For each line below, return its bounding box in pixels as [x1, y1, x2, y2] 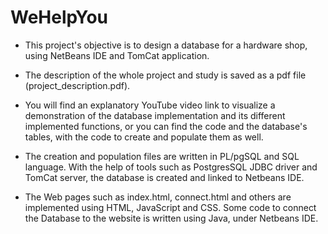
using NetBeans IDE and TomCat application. [24, 49, 210, 61]
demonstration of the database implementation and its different [24, 109, 286, 121]
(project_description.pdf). [24, 79, 131, 91]
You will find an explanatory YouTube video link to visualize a [24, 99, 276, 111]
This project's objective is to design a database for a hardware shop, [24, 39, 308, 51]
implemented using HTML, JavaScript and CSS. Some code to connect [24, 201, 317, 213]
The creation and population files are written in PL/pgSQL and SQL [24, 150, 300, 162]
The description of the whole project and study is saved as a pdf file [24, 69, 307, 81]
